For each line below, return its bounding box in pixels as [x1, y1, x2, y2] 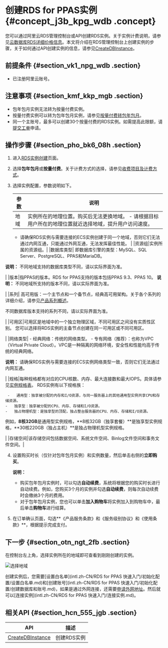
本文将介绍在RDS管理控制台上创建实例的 [66, 39, 150, 45]
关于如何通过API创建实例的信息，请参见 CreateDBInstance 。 [13, 45, 137, 51]
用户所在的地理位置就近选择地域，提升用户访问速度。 [27, 221, 153, 228]
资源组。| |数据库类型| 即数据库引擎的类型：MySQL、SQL [28, 247, 147, 253]
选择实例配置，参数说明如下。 [12, 182, 74, 188]
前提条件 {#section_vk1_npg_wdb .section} [5, 61, 141, 70]
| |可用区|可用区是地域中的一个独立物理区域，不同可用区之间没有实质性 [5, 319, 151, 325]
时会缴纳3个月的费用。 [19, 492, 67, 499]
